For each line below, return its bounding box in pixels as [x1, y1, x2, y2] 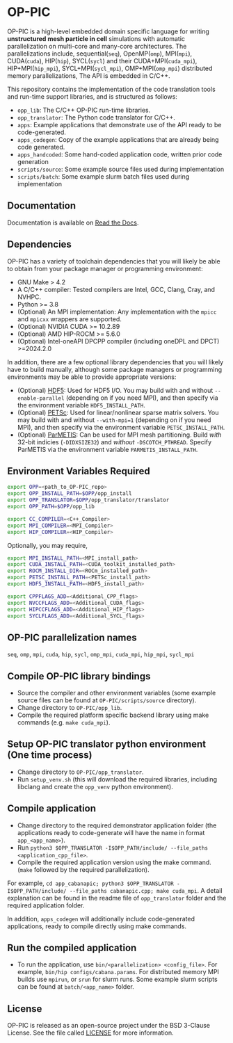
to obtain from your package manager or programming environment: [7, 264, 203, 273]
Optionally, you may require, [7, 541, 88, 549]
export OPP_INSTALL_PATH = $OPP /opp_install [7, 490, 132, 497]
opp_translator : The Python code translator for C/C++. [17, 113, 176, 122]
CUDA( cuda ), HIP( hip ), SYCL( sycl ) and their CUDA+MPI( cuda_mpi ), [7, 56, 198, 65]
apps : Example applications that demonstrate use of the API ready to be [17, 120, 222, 129]
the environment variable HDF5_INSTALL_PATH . [17, 401, 146, 409]
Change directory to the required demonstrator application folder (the [17, 821, 217, 830]
